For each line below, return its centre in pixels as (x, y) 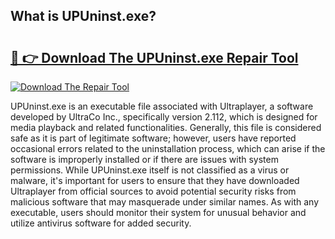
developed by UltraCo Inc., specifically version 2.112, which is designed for (164, 117)
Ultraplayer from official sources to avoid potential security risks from (153, 191)
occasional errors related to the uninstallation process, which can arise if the (168, 148)
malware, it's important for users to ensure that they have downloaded (155, 180)
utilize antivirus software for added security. (101, 223)
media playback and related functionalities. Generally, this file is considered (166, 127)
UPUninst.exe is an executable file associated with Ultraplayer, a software (162, 106)
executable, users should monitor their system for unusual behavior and (158, 212)
